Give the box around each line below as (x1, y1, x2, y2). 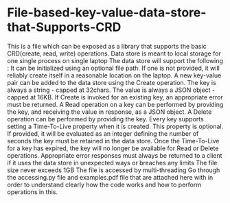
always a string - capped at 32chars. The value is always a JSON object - (7, 86, 216, 94)
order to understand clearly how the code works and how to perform (7, 180, 201, 189)
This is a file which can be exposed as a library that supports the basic (7, 42, 207, 50)
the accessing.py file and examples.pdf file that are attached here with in (7, 173, 214, 181)
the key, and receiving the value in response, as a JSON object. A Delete (7, 108, 212, 116)
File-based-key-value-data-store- (7, 5, 207, 21)
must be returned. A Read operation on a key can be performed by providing (7, 100, 224, 108)
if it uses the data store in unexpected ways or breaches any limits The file (7, 158, 218, 167)
